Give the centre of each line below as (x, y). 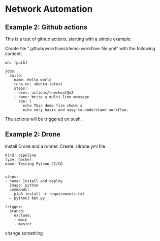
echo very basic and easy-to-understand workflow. (76, 110)
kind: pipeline (21, 155)
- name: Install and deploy (34, 181)
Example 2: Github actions (46, 27)
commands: (19, 189)
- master (23, 224)
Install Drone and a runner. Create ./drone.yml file (55, 146)
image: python (24, 185)
